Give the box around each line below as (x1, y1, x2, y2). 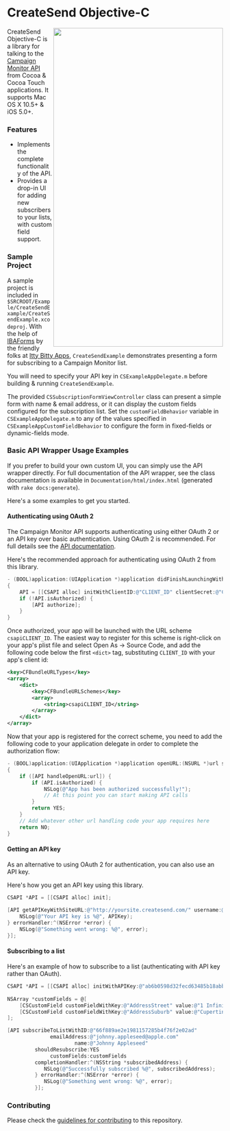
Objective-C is (7, 34, 48, 42)
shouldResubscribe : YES (34, 1046, 99, 1053)
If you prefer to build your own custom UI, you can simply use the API (7, 461, 203, 470)
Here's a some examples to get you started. (7, 496, 130, 504)
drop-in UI (16, 184, 47, 193)
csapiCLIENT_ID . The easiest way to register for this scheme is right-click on (7, 634, 221, 642)
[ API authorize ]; (31, 601, 81, 608)
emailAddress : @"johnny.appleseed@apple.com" (50, 1034, 179, 1041)
